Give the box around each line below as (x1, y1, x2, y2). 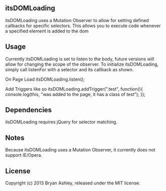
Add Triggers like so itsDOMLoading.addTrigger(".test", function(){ (5, 86, 143, 92)
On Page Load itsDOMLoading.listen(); (5, 76, 85, 82)
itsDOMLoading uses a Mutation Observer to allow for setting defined (5, 17, 149, 23)
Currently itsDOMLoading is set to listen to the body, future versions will (5, 56, 154, 62)
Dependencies (5, 106, 52, 114)
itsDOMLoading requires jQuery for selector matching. (5, 119, 118, 125)
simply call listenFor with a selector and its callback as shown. (5, 66, 134, 72)
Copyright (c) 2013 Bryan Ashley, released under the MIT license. (5, 180, 141, 186)
